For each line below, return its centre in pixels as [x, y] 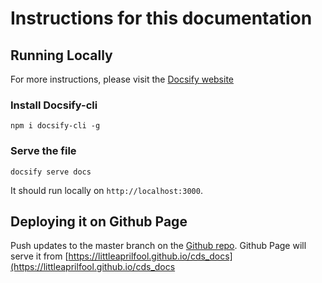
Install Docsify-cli [54, 105]
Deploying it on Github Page [99, 221]
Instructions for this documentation [161, 18]
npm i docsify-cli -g [55, 126]
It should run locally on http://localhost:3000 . [106, 190]
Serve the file [43, 151]
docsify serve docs [51, 172]
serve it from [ [39, 256]
